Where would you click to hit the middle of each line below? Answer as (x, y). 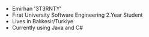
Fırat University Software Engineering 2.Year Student (77, 15)
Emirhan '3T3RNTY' (37, 9)
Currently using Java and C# (47, 27)
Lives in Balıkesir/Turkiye (43, 21)
